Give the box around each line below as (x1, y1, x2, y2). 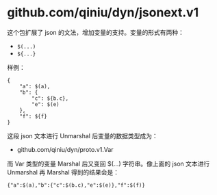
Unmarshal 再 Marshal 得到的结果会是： (7, 168, 120, 176)
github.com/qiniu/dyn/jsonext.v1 (7, 5, 199, 21)
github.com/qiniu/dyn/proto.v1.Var (16, 145, 114, 153)
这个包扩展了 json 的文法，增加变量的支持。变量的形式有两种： (7, 28, 185, 36)
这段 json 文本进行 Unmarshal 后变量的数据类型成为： (7, 131, 159, 140)
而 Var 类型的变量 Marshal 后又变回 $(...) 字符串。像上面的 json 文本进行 (7, 159, 210, 168)
